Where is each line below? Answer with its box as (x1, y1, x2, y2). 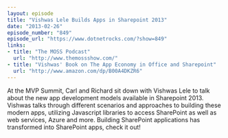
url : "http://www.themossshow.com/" (13, 55, 118, 62)
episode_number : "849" (7, 29, 72, 36)
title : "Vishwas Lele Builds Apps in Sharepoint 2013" (7, 16, 168, 23)
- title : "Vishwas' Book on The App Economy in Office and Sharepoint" (7, 61, 216, 68)
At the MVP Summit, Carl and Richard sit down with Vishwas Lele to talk (7, 87, 211, 95)
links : (7, 42, 26, 49)
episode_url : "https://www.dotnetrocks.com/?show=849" (7, 36, 168, 43)
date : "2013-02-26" (7, 23, 63, 30)
